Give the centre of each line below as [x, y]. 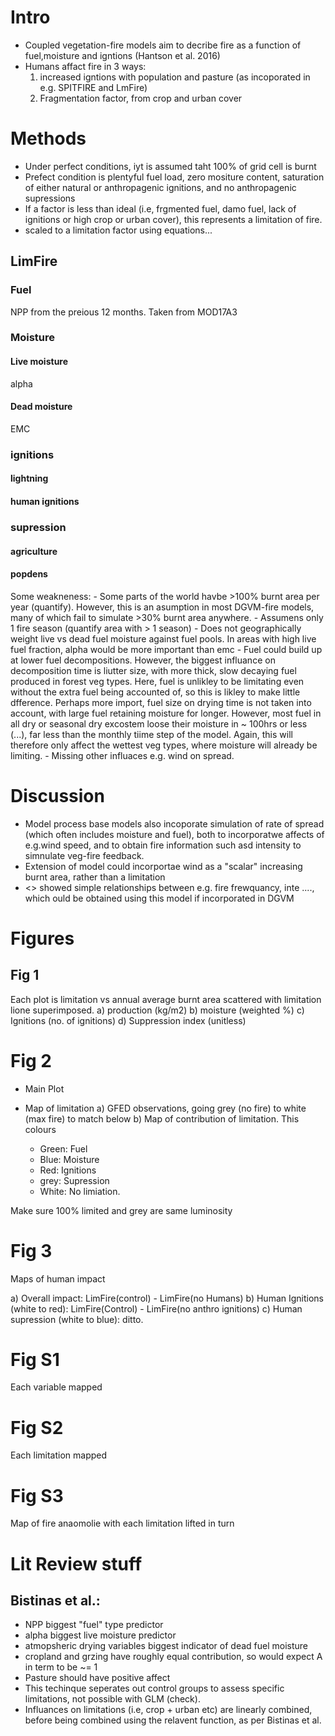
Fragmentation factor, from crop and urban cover [141, 98]
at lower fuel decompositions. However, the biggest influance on [143, 660]
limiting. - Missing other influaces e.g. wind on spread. [122, 755]
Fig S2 [37, 1427]
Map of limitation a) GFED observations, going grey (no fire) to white [165, 1108]
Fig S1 [35, 1359]
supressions [50, 198]
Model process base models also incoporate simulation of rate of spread [174, 823]
